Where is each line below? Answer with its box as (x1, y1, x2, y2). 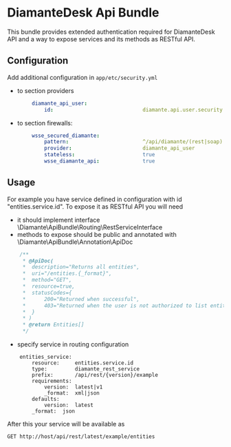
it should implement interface (16, 216, 100, 224)
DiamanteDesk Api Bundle (7, 5, 159, 21)
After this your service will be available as (7, 420, 125, 428)
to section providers (16, 86, 74, 94)
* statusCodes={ (22, 289, 72, 296)
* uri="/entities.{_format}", (22, 270, 112, 277)
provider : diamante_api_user (43, 145, 195, 152)
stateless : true (43, 152, 155, 158)
